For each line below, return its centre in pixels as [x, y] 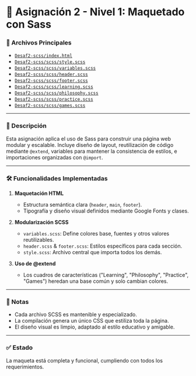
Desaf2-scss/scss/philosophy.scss [56, 93]
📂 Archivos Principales [39, 43]
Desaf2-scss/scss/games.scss [50, 106]
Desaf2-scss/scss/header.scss [51, 75]
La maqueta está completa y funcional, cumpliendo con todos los [85, 360]
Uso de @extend [35, 264]
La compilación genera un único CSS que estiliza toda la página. [92, 321]
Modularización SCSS [41, 223]
